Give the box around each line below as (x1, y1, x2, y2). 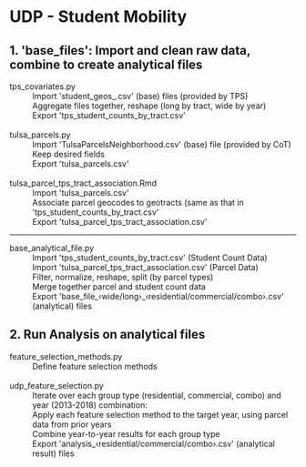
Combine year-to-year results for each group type (32, 428, 220, 439)
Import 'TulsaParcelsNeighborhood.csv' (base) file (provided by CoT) (32, 139, 291, 149)
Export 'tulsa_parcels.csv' (32, 158, 129, 169)
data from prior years (32, 419, 112, 430)
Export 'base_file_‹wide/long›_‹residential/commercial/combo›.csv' (32, 291, 284, 301)
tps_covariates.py (9, 81, 76, 92)
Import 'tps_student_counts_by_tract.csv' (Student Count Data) (32, 252, 268, 263)
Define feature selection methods (32, 360, 158, 371)
